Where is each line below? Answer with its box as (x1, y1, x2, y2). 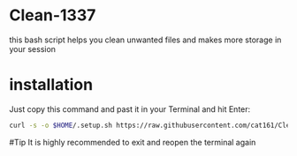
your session (9, 43, 56, 54)
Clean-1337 (9, 5, 96, 26)
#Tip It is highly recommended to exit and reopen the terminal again (9, 137, 256, 147)
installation (9, 75, 94, 95)
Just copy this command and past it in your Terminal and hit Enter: (9, 103, 251, 115)
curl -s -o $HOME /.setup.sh (9, 121, 113, 130)
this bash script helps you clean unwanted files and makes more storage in (9, 34, 282, 45)
